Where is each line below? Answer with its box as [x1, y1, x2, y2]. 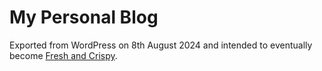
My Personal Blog [9, 6, 159, 29]
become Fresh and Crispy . [9, 49, 118, 61]
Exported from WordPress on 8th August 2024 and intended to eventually [9, 39, 313, 51]
